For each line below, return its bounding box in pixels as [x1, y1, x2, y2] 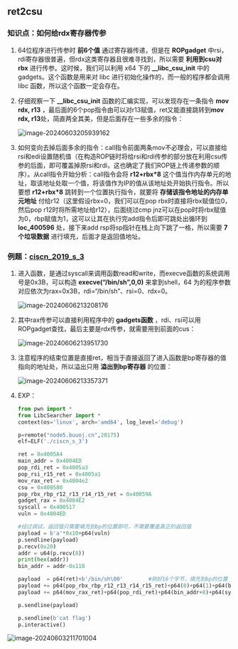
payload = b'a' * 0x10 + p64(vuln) [17, 530, 111, 537]
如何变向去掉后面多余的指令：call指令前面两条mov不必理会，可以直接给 [17, 143, 227, 151]
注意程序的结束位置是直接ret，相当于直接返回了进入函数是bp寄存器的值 [17, 353, 227, 362]
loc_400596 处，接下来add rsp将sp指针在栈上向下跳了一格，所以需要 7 [17, 223, 228, 232]
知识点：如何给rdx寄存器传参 [7, 28, 107, 38]
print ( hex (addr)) [17, 556, 70, 564]
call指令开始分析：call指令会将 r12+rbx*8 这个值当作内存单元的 [39, 170, 225, 178]
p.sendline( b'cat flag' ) [17, 614, 92, 621]
